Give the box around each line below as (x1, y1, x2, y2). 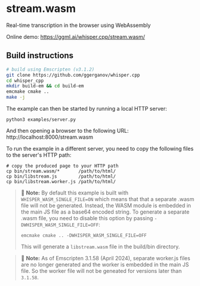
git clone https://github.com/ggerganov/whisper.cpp (6, 72, 140, 78)
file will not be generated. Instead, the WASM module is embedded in (20, 202, 191, 209)
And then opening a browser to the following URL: (6, 127, 129, 134)
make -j (6, 95, 26, 101)
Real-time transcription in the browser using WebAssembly (6, 22, 151, 29)
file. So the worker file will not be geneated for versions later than (20, 267, 182, 274)
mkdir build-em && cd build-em (6, 83, 84, 89)
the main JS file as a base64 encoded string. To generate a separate (20, 208, 190, 215)
